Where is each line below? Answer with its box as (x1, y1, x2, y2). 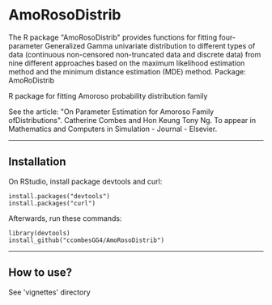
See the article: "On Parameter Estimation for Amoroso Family (8, 107, 215, 116)
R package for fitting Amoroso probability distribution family (8, 91, 208, 100)
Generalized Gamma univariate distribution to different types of (44, 40, 256, 50)
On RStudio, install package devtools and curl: (8, 176, 163, 186)
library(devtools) (8, 229, 70, 237)
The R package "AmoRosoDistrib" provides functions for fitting (8, 32, 218, 42)
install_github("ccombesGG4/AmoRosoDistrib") (8, 236, 164, 244)
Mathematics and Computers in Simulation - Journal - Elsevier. (8, 124, 218, 133)
